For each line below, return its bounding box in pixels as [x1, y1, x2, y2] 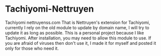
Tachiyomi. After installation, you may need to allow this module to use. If [5, 35, 152, 41]
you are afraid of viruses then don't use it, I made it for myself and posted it [5, 40, 157, 46]
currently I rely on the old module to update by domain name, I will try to [5, 24, 150, 30]
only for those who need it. [5, 45, 59, 51]
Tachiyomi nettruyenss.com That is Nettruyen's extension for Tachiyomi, [5, 19, 150, 25]
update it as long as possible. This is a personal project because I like [5, 30, 144, 36]
